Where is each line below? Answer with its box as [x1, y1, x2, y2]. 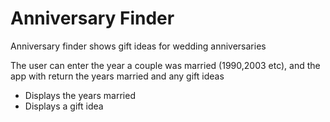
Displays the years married [24, 89, 136, 101]
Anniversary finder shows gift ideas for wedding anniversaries [10, 40, 267, 52]
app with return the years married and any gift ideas [10, 70, 225, 82]
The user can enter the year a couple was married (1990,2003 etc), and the [10, 59, 321, 71]
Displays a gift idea [24, 100, 104, 112]
